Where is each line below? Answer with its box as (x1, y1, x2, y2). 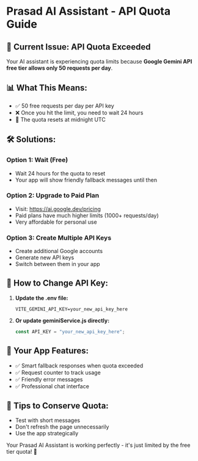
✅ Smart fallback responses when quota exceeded (15, 362, 144, 369)
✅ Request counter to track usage (15, 369, 101, 376)
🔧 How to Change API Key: (6, 278, 109, 289)
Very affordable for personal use (15, 218, 97, 226)
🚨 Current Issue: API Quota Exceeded (6, 42, 151, 52)
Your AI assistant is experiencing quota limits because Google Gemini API (6, 58, 193, 65)
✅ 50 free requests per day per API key (15, 102, 114, 109)
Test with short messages (15, 417, 81, 424)
